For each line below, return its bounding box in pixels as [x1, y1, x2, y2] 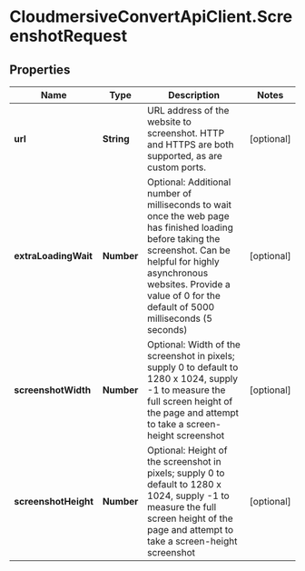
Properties [9, 62, 71, 77]
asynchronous [146, 266, 209, 279]
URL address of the [146, 105, 230, 116]
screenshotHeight [14, 496, 93, 507]
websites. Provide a [146, 278, 231, 290]
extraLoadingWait [14, 250, 93, 262]
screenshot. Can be [146, 244, 231, 256]
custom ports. [146, 161, 207, 174]
